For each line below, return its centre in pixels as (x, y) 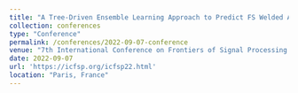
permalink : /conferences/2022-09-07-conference (99, 42)
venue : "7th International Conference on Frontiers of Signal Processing (149, 50)
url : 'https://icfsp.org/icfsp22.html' (83, 67)
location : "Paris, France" (59, 75)
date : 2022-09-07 (41, 58)
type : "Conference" (45, 34)
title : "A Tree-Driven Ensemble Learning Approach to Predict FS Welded (146, 17)
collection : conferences (55, 26)
